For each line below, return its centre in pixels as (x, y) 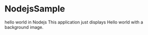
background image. (24, 27)
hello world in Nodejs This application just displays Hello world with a (74, 22)
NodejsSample (35, 9)
